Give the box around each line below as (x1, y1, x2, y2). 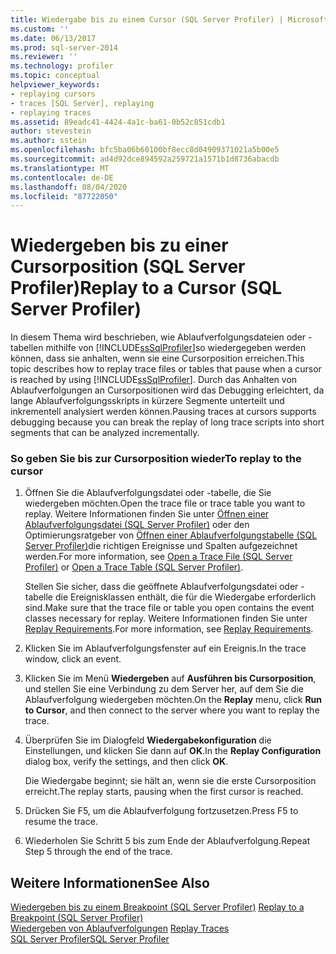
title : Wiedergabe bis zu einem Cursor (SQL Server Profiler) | (10, 14, 284, 25)
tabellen (10, 342, 44, 354)
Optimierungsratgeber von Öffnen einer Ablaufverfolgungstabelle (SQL (24, 529, 318, 541)
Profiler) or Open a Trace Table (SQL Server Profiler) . (24, 561, 244, 573)
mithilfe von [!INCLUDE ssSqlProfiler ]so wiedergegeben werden (45, 342, 307, 354)
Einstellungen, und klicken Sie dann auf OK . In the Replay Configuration (24, 745, 322, 757)
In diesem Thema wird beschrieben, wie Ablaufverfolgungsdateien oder (10, 331, 307, 343)
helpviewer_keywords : (10, 80, 101, 90)
